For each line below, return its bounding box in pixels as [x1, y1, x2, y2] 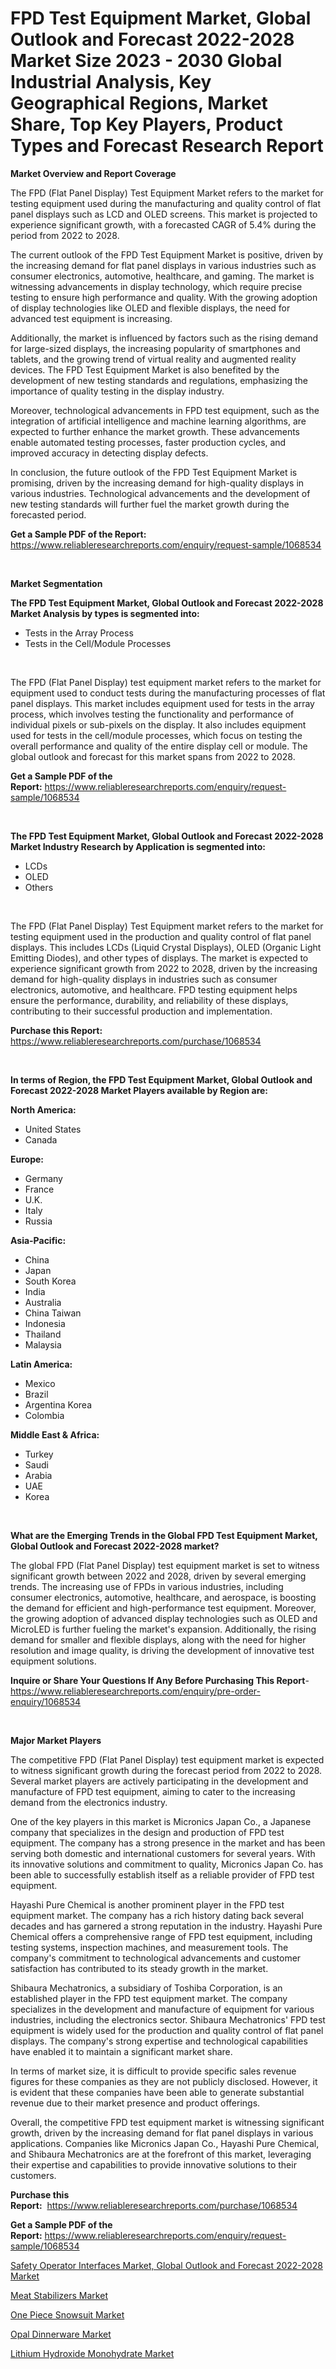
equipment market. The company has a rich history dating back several [10, 1909, 304, 1921]
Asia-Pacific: [10, 1234, 67, 1246]
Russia [24, 1215, 53, 1227]
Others [24, 881, 54, 893]
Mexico [24, 1377, 56, 1389]
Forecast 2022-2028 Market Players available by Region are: [10, 1084, 269, 1096]
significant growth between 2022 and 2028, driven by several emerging [10, 1570, 307, 1582]
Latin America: [10, 1358, 73, 1370]
